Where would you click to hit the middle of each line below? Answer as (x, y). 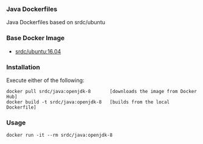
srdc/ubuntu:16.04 (38, 51)
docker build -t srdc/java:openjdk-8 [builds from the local (88, 102)
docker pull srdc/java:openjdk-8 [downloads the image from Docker (102, 91)
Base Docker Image (36, 38)
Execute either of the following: (45, 80)
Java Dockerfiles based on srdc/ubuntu (56, 22)
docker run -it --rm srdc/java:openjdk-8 (60, 135)
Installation (23, 67)
